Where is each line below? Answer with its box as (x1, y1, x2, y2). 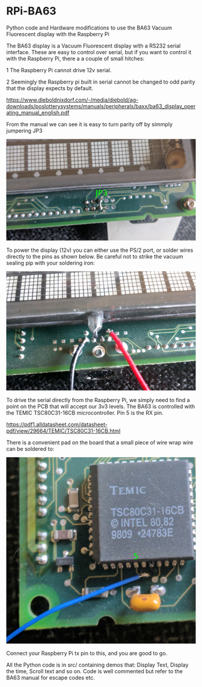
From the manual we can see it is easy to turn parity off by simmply (6, 120, 173, 127)
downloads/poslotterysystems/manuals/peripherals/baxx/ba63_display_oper (6, 102, 196, 109)
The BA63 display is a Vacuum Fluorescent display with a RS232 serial (6, 42, 181, 49)
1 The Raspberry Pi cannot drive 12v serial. (6, 66, 112, 73)
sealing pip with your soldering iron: (6, 260, 95, 267)
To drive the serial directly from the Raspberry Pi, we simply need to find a (6, 397, 191, 404)
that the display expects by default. (6, 84, 94, 91)
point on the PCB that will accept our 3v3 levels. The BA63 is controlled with (6, 403, 195, 410)
